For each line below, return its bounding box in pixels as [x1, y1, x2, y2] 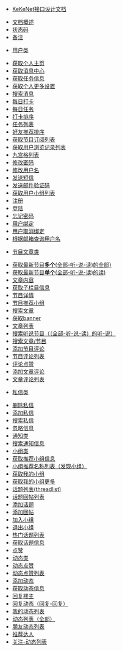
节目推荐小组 [12, 299, 45, 307]
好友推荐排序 [12, 128, 45, 136]
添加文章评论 [12, 368, 45, 375]
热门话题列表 [12, 531, 45, 539]
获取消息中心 [12, 67, 45, 75]
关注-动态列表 [12, 638, 48, 646]
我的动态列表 [12, 608, 45, 615]
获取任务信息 [12, 75, 45, 82]
